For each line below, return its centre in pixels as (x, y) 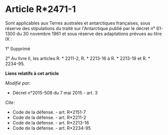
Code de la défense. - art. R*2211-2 (49, 117)
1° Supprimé (18, 48)
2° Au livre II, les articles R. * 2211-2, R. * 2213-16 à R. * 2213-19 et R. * (78, 58)
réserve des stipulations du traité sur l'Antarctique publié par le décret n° (80, 28)
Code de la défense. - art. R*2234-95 (52, 128)
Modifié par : (18, 83)
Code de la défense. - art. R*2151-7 (49, 112)
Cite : (10, 102)
